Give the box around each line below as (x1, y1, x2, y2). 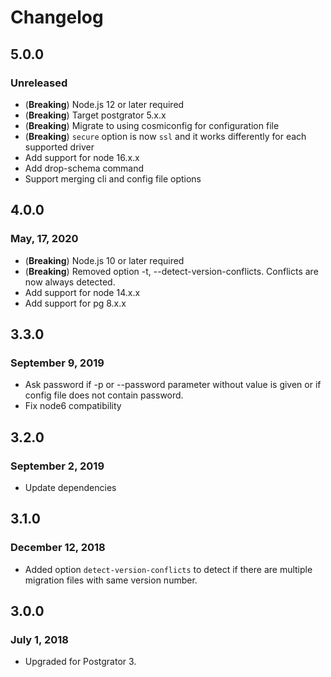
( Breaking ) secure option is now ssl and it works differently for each (24, 130, 307, 142)
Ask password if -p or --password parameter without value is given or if (24, 379, 322, 391)
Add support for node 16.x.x (24, 151, 140, 163)
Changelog (10, 6, 104, 29)
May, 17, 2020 (10, 232, 79, 246)
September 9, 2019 (10, 356, 105, 370)
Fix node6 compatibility (24, 400, 122, 412)
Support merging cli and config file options (24, 172, 202, 185)
